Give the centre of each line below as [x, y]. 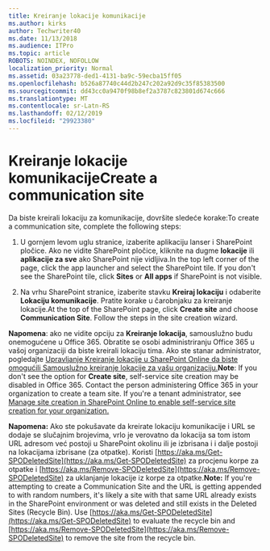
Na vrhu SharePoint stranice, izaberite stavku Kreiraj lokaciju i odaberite [140, 292]
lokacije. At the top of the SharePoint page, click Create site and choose [139, 309]
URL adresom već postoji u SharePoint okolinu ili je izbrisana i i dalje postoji [133, 443]
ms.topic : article [39, 53]
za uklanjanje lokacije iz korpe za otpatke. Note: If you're [159, 477]
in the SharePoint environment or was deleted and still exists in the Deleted [133, 503]
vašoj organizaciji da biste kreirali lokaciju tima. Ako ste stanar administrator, [135, 350]
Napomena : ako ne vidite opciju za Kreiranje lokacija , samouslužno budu [131, 333]
